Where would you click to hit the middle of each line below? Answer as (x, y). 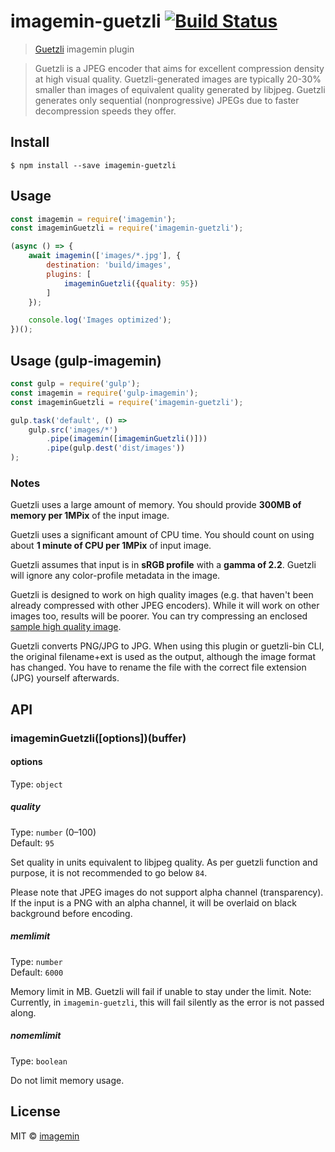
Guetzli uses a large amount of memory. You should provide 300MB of (156, 505)
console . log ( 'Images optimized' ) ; (100, 320)
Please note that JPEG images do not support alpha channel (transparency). (167, 892)
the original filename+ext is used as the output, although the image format (163, 657)
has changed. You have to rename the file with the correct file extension (158, 667)
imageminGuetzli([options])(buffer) (98, 738)
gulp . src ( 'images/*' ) (73, 430)
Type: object (36, 784)
